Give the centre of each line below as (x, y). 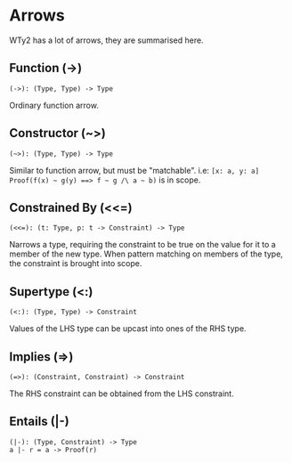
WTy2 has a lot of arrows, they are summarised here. (106, 40)
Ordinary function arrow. (54, 105)
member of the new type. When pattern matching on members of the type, (146, 254)
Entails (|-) (39, 422)
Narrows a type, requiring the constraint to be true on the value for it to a (142, 245)
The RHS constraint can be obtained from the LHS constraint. (122, 394)
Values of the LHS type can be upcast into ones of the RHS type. (128, 329)
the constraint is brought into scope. (76, 264)
